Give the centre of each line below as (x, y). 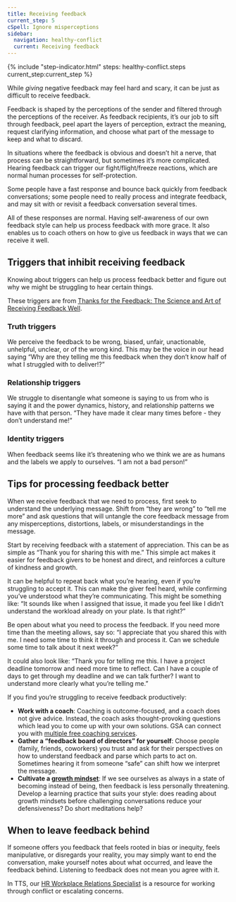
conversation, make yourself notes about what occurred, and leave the (110, 862)
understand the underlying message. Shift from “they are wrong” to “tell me (117, 509)
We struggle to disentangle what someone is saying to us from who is (108, 398)
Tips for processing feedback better (88, 484)
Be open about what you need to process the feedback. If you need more (114, 624)
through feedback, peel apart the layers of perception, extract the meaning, (117, 124)
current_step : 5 (31, 20)
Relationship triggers (44, 383)
